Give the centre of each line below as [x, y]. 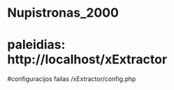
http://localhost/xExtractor [87, 60]
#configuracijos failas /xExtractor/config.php [72, 79]
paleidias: [36, 45]
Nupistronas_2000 [63, 13]
